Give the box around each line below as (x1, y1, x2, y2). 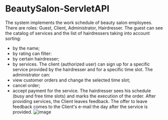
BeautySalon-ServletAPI (5, 3, 109, 14)
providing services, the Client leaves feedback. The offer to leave (12, 98, 148, 104)
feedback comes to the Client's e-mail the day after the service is (12, 103, 148, 109)
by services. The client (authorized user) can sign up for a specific (12, 61, 150, 67)
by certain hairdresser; (12, 55, 60, 61)
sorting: (5, 35, 22, 41)
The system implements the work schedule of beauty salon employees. (5, 19, 153, 25)
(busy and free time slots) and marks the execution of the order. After (12, 93, 156, 99)
